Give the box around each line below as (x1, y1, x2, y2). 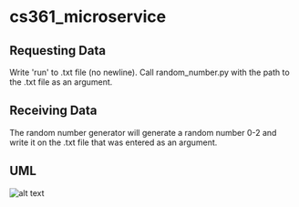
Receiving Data (9, 103, 98, 119)
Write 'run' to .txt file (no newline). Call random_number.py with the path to (9, 67, 290, 78)
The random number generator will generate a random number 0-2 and (9, 127, 277, 138)
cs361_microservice (9, 6, 167, 27)
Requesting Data (9, 43, 107, 58)
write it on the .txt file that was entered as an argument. (9, 137, 218, 148)
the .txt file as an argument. (9, 77, 113, 88)
